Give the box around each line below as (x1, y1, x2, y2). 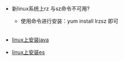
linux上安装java (11, 36, 49, 43)
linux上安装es (11, 49, 45, 56)
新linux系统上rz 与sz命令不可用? (11, 5, 90, 12)
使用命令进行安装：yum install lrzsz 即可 (20, 18, 119, 25)
